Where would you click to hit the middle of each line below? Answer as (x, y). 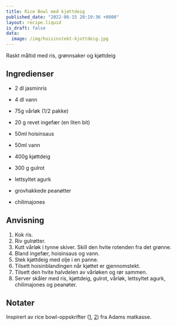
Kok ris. (24, 234)
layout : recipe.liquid (34, 22)
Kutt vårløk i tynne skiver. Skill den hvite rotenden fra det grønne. (93, 247)
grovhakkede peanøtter (43, 190)
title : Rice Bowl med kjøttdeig (45, 11)
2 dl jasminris (30, 88)
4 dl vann (26, 99)
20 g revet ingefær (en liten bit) (52, 122)
